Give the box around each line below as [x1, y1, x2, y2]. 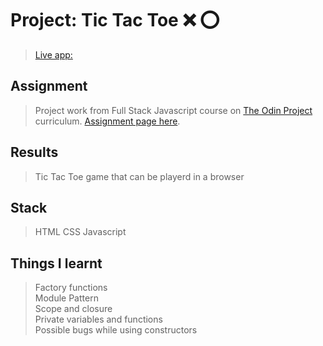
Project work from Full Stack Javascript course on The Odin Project [34, 104, 313, 116]
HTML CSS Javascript [34, 226, 127, 238]
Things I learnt [10, 255, 103, 272]
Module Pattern [34, 292, 99, 304]
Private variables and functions [34, 313, 163, 326]
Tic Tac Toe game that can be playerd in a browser [34, 170, 245, 182]
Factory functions [34, 282, 108, 294]
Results [10, 144, 59, 161]
